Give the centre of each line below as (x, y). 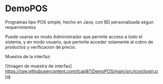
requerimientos (20, 27)
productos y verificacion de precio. (41, 47)
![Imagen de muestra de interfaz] (39, 66)
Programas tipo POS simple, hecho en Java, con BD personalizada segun (79, 22)
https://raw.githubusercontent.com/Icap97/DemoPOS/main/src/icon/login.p (81, 71)
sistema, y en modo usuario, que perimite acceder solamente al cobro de (79, 42)
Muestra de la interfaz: (28, 56)
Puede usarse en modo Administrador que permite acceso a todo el (74, 37)
